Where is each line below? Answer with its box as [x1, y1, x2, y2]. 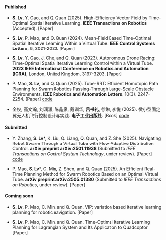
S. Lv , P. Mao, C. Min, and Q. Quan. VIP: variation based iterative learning [12, 204, 162, 210]
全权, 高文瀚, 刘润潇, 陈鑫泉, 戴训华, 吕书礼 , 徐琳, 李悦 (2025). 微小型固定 [12, 106, 160, 112]
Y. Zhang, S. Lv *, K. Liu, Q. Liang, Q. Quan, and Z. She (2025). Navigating [12, 135, 161, 141]
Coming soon [5, 193, 34, 199]
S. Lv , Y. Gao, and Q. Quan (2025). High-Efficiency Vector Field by [12, 15, 148, 21]
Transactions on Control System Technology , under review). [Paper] [12, 151, 152, 157]
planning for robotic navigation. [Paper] [12, 209, 93, 215]
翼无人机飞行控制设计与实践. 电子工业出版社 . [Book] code [12, 113, 130, 119]
